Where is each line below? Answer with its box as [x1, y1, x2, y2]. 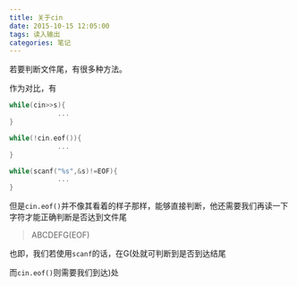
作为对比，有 [9, 82, 56, 94]
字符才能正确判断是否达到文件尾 [9, 212, 127, 222]
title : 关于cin [9, 13, 64, 22]
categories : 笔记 [9, 38, 72, 48]
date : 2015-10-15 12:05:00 [9, 22, 110, 30]
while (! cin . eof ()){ [9, 134, 82, 143]
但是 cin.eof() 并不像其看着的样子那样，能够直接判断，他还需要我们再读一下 [9, 201, 289, 212]
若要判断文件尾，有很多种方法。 [9, 64, 127, 74]
